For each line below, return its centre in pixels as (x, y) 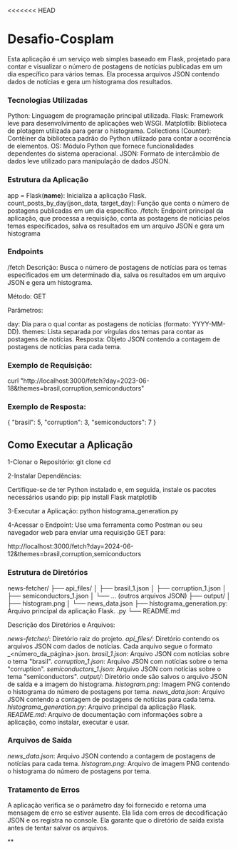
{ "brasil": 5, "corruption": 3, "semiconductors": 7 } (82, 422)
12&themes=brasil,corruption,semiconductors (74, 554)
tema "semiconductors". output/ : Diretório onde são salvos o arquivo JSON (118, 676)
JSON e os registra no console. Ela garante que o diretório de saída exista (116, 820)
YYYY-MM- (209, 323)
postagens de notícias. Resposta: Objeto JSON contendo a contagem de (114, 339)
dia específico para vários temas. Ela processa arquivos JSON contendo (113, 74)
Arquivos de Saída (40, 740)
